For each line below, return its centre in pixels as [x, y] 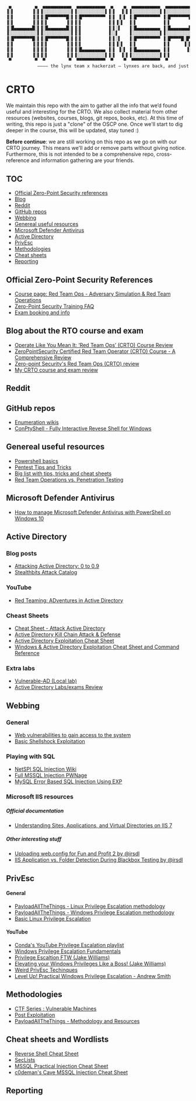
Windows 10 [29, 518]
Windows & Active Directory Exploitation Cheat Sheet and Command [97, 647]
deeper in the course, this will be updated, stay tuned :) [72, 131]
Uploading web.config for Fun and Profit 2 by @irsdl [77, 854]
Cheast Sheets [27, 615]
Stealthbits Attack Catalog [46, 572]
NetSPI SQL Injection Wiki [45, 769]
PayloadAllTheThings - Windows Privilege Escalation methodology [94, 912]
